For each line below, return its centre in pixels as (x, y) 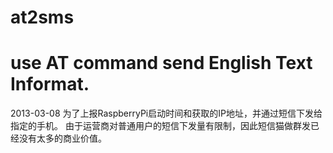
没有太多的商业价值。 (62, 138)
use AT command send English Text (161, 63)
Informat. (50, 84)
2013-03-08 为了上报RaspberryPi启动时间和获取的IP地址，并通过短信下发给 (166, 113)
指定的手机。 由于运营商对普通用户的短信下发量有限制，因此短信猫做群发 (160, 126)
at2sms (42, 17)
